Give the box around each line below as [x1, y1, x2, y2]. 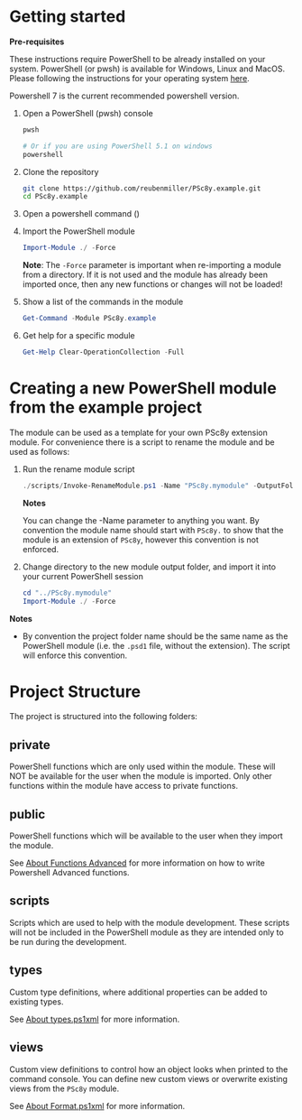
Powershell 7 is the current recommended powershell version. [9, 90, 240, 101]
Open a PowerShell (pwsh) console [22, 107, 153, 118]
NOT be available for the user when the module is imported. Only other [9, 771, 272, 782]
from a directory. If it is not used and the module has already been [22, 269, 269, 281]
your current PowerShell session [22, 570, 144, 581]
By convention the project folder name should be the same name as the [22, 630, 288, 642]
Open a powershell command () [22, 208, 140, 219]
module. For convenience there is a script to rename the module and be [9, 436, 275, 448]
